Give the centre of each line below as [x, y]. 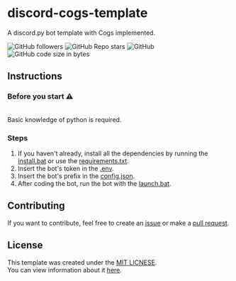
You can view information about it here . [65, 270]
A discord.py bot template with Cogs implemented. [82, 33]
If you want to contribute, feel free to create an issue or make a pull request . [118, 223]
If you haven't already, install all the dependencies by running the [113, 153]
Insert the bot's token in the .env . [66, 168]
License [25, 245]
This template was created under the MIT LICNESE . [82, 262]
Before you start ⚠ [40, 97]
